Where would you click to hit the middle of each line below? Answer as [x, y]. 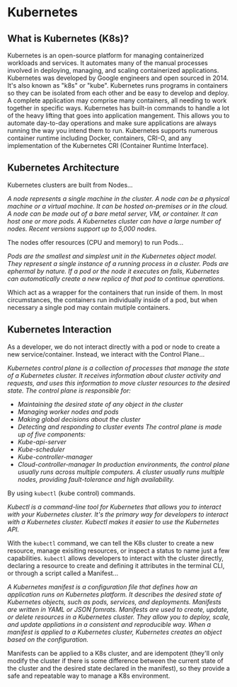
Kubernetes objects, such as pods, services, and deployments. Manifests [114, 601]
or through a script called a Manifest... [63, 573]
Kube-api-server [42, 441]
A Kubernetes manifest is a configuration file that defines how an [103, 587]
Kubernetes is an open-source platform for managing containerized [106, 55]
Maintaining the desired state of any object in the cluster [100, 404]
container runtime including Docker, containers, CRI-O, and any [100, 138]
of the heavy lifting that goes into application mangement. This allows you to [118, 115]
